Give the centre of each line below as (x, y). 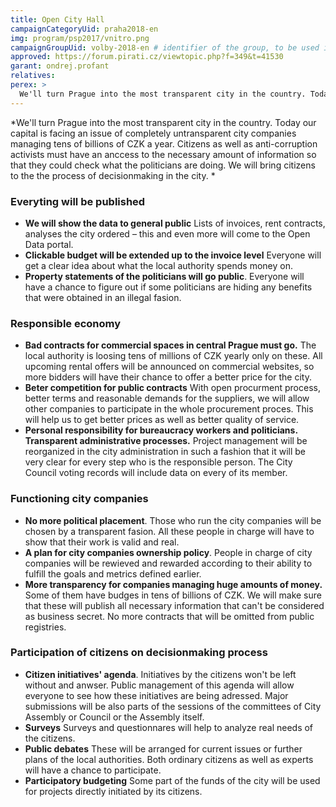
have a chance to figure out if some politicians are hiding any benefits (168, 287)
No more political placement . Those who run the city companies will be (173, 520)
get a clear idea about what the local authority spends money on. (158, 265)
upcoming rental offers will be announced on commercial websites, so (169, 367)
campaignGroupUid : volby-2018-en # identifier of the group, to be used (165, 47)
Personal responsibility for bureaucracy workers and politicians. (161, 430)
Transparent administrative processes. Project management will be (166, 441)
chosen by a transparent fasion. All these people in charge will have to (169, 531)
